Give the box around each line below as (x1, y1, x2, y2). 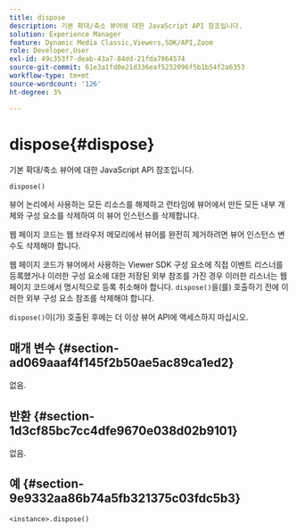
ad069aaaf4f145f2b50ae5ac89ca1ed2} (9, 354, 235, 370)
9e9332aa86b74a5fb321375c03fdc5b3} (9, 491, 241, 506)
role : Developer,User (9, 46, 90, 55)
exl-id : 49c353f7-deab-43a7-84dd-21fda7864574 (9, 54, 186, 63)
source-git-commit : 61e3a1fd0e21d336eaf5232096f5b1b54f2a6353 (9, 63, 245, 72)
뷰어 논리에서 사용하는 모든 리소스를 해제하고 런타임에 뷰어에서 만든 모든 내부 (9, 199, 276, 210)
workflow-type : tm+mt (9, 71, 90, 80)
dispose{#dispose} (9, 134, 155, 154)
